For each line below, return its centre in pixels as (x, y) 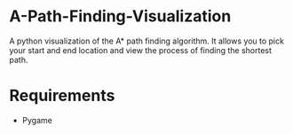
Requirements (62, 96)
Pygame (37, 120)
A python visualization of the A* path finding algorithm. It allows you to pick (146, 41)
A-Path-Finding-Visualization (120, 16)
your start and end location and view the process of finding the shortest (141, 50)
